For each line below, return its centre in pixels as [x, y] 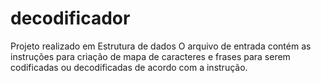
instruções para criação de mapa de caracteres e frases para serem [150, 56]
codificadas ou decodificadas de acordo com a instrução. [129, 67]
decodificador [70, 18]
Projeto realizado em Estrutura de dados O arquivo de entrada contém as [161, 46]
